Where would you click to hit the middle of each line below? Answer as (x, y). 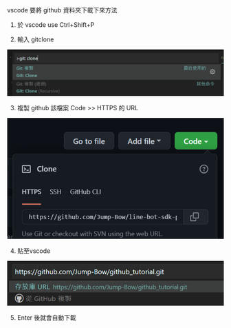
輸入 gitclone (35, 39)
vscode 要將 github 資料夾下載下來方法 (62, 10)
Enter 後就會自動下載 (47, 318)
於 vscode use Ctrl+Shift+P (56, 25)
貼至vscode (34, 251)
